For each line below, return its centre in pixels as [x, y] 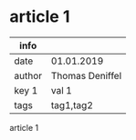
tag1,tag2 [72, 105]
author [28, 75]
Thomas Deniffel [86, 75]
